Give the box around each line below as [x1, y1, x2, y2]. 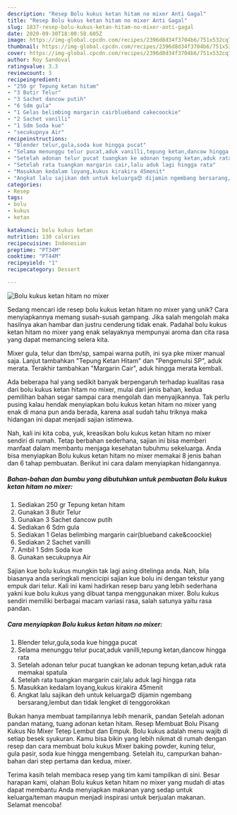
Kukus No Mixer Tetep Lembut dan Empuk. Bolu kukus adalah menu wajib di [7, 727, 229, 735]
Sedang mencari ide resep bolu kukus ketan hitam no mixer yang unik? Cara [7, 305, 229, 314]
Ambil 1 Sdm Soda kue [17, 545, 83, 554]
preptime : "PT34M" [7, 246, 61, 254]
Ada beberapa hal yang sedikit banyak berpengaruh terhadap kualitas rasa [7, 377, 224, 386]
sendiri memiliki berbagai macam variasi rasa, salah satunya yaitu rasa [7, 596, 212, 605]
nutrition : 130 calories [7, 233, 80, 240]
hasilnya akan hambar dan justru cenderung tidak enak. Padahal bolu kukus [7, 320, 227, 328]
